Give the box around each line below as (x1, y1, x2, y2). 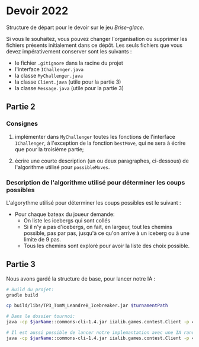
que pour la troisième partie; (14, 145, 84, 152)
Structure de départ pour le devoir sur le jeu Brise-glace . (6, 24, 145, 31)
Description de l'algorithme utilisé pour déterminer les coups (6, 178, 185, 186)
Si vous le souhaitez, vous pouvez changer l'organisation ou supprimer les (6, 35, 188, 42)
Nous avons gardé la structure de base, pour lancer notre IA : (6, 275, 156, 282)
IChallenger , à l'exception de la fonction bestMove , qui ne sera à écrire (14, 139, 186, 147)
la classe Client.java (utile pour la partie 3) (14, 78, 121, 85)
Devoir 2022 (6, 4, 69, 18)
